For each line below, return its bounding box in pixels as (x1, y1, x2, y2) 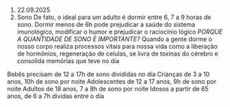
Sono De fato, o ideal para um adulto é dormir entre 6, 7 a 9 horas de (16, 13, 212, 21)
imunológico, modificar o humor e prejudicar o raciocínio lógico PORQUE (16, 27, 223, 36)
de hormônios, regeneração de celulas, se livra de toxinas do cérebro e (16, 49, 218, 58)
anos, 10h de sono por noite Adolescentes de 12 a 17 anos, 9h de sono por (7, 78, 217, 85)
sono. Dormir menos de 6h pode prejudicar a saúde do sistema (16, 21, 196, 28)
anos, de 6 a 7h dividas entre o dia (7, 92, 105, 100)
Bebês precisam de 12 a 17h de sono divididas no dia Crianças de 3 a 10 (7, 70, 210, 78)
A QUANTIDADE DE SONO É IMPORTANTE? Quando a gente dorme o (16, 35, 212, 43)
